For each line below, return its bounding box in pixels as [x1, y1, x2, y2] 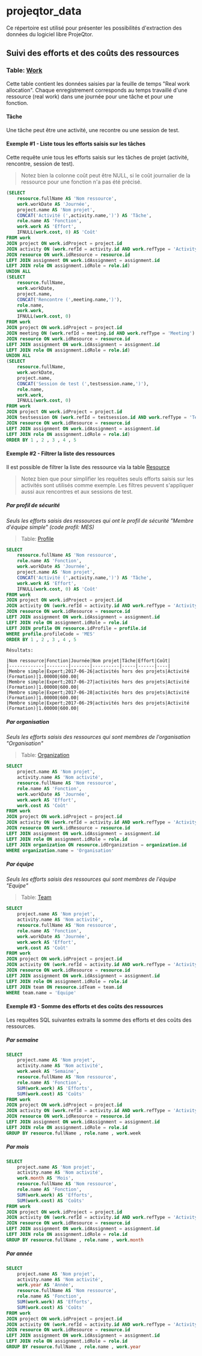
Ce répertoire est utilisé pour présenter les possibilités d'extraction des [6, 24, 182, 31]
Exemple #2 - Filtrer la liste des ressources [6, 450, 115, 457]
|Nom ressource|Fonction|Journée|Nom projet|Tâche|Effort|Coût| [6, 658, 171, 664]
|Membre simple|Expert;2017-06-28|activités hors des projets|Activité [6, 689, 189, 696]
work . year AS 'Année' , [17, 1282, 74, 1288]
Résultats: [6, 647, 34, 653]
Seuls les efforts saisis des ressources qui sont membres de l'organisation [6, 734, 191, 741]
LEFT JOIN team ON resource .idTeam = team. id [6, 984, 122, 990]
